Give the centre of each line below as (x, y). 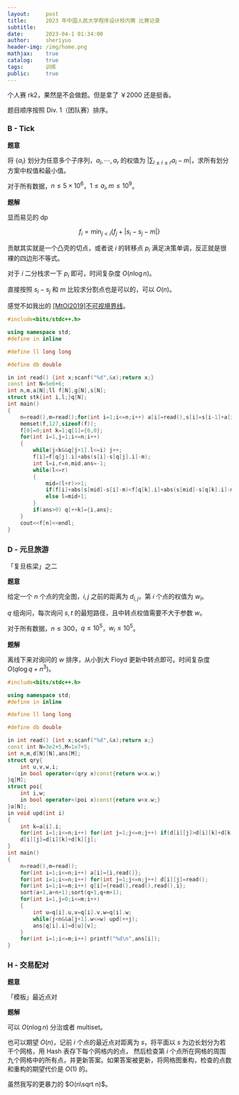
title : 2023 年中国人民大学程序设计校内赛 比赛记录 (84, 21)
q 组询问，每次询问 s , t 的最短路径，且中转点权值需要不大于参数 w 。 (107, 612)
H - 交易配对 (28, 965)
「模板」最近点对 (32, 997)
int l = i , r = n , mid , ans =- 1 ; (70, 463)
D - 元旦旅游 (28, 549)
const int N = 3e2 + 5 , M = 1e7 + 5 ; (49, 747)
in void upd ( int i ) (36, 813)
